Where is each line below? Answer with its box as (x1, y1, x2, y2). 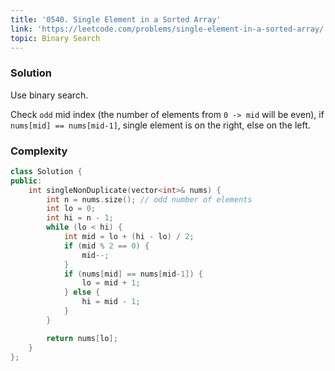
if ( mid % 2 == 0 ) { (63, 241, 150, 251)
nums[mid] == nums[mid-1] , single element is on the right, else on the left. (10, 119, 311, 131)
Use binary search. (10, 89, 89, 101)
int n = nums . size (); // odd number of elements (46, 194, 253, 205)
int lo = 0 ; (46, 204, 97, 214)
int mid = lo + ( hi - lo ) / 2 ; (63, 232, 195, 242)
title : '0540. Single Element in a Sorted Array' (10, 14, 222, 25)
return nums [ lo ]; (46, 333, 118, 343)
